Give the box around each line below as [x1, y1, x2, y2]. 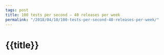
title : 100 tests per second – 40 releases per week [5, 12, 120, 17]
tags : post [5, 7, 29, 13]
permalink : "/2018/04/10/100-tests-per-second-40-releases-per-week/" [5, 17, 159, 22]
